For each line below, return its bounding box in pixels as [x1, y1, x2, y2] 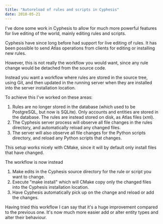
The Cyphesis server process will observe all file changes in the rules [12, 119, 153, 125]
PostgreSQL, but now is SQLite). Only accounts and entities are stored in [12, 109, 159, 115]
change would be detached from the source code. [5, 65, 106, 71]
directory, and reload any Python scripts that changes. [12, 135, 122, 141]
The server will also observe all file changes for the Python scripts [12, 130, 146, 135]
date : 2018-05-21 [5, 12, 41, 17]
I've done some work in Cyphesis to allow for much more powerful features [5, 25, 157, 31]
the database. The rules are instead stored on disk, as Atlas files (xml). [12, 114, 155, 120]
